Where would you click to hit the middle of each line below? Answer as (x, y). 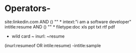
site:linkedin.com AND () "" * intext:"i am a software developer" (68, 22)
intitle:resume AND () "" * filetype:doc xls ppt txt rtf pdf (60, 26)
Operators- (28, 8)
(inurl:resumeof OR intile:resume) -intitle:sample (53, 45)
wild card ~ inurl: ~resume (38, 36)
